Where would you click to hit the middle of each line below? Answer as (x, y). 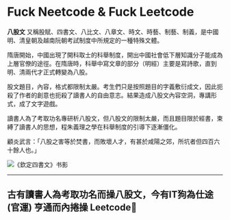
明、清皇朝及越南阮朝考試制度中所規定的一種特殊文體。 (85, 40)
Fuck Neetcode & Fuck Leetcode (101, 12)
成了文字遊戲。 (40, 103)
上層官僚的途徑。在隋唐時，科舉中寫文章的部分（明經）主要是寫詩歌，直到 (112, 63)
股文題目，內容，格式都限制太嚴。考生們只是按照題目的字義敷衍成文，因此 (112, 86)
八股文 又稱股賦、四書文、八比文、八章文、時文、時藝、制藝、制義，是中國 (113, 32)
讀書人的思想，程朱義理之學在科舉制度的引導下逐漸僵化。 (100, 127)
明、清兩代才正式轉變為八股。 (49, 72)
